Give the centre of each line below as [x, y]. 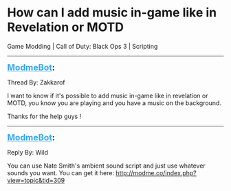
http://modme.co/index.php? [156, 172]
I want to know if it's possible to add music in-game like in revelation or [108, 95]
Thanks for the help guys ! [44, 116]
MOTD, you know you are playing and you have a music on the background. [114, 103]
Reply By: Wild [27, 152]
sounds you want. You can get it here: [61, 172]
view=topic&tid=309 [36, 180]
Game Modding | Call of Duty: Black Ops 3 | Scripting [82, 46]
